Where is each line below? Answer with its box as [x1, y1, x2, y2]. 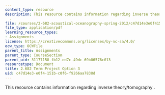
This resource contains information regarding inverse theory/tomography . [5, 84, 155, 90]
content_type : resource [5, 7, 54, 12]
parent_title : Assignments [5, 48, 60, 53]
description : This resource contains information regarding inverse [5, 12, 148, 17]
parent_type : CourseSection [5, 52, 63, 58]
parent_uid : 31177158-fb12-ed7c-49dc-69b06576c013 [5, 57, 111, 62]
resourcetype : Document [5, 62, 54, 67]
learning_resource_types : [5, 30, 58, 35]
